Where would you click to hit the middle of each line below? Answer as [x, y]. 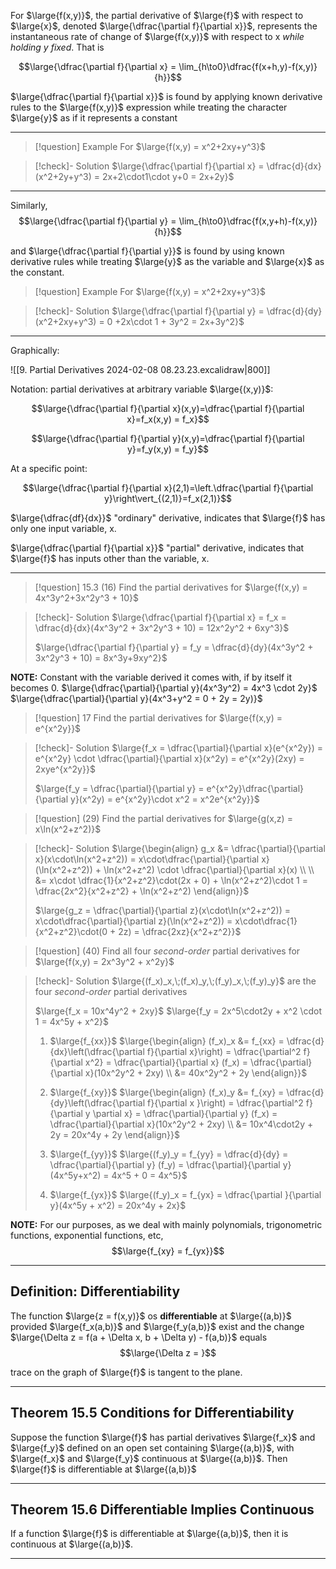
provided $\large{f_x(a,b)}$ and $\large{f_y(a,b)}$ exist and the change [157, 1326]
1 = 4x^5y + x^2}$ [71, 1021]
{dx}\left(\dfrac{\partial [97, 1051]
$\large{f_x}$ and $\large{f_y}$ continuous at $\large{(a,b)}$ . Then [149, 1458]
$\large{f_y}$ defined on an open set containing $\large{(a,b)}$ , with [152, 1447]
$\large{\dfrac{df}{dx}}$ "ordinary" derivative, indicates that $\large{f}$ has [168, 518]
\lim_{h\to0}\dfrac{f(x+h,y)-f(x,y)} [248, 66]
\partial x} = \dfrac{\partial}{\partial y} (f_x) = [185, 1113]
